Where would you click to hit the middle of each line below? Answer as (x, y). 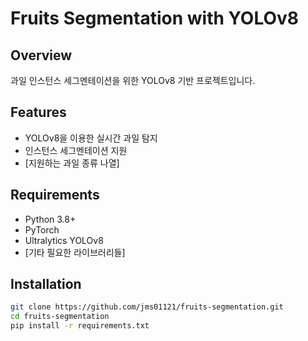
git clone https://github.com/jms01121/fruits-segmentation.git (147, 307)
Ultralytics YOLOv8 (64, 240)
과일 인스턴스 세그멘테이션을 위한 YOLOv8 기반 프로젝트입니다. (133, 80)
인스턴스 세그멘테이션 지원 (76, 150)
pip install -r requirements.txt (80, 326)
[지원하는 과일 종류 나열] (72, 163)
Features (38, 112)
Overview (41, 55)
